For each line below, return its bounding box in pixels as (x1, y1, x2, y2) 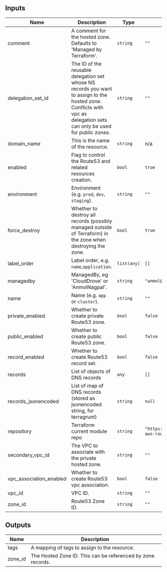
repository (7, 428, 32, 435)
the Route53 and (71, 157, 110, 164)
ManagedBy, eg (71, 271, 108, 278)
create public (71, 333, 102, 340)
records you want (71, 85, 112, 92)
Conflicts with (71, 104, 103, 111)
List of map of (71, 382, 104, 389)
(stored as (71, 394, 95, 401)
